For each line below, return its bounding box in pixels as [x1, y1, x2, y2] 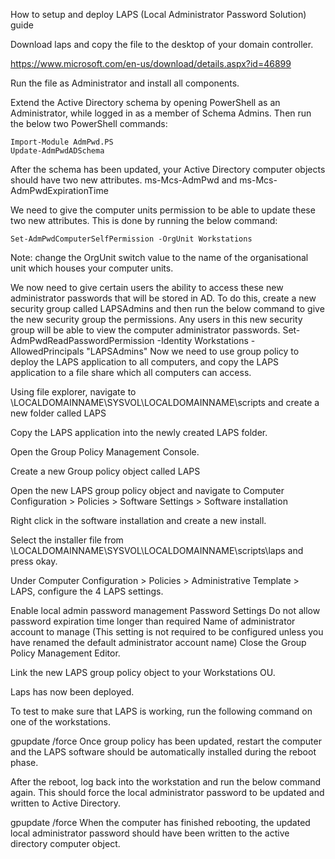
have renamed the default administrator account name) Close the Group [10, 637, 307, 648]
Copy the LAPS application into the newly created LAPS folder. [10, 427, 268, 438]
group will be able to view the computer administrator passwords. [10, 324, 281, 336]
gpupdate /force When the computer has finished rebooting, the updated [10, 817, 311, 828]
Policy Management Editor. [10, 647, 121, 659]
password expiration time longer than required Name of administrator [10, 615, 296, 627]
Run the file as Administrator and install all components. [10, 77, 240, 89]
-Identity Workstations [156, 335, 249, 346]
